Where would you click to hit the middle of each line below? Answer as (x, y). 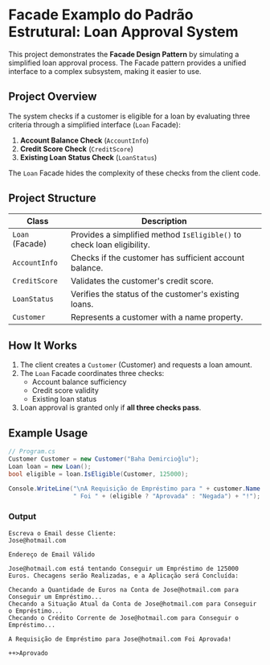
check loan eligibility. (110, 245)
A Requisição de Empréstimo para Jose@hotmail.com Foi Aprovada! (120, 639)
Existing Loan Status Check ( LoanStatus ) (88, 157)
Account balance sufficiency (79, 382)
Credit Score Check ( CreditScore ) (77, 149)
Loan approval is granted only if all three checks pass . (110, 407)
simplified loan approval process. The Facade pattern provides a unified (127, 63)
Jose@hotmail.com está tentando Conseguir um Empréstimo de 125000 (124, 568)
